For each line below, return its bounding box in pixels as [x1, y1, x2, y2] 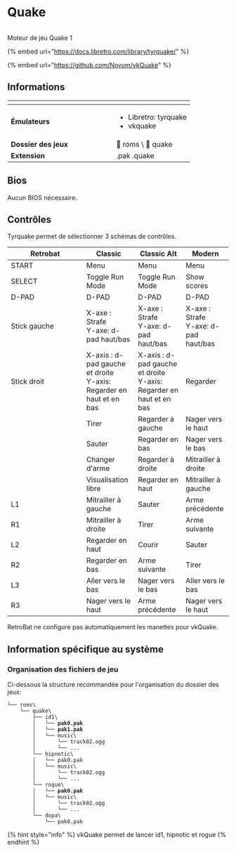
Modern [192, 249, 219, 258]
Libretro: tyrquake [128, 112, 188, 122]
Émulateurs [11, 117, 51, 126]
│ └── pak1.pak [32, 726, 83, 733]
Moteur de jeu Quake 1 [7, 33, 72, 42]
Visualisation [86, 475, 129, 485]
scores [185, 281, 209, 291]
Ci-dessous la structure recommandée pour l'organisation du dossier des [7, 681, 219, 689]
